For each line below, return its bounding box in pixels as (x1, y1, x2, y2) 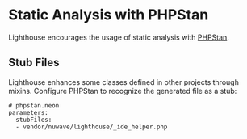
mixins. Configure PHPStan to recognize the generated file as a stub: (8, 86, 237, 95)
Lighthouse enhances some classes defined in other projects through (8, 77, 240, 86)
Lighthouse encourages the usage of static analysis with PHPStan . (8, 32, 230, 42)
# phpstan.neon (8, 101, 60, 110)
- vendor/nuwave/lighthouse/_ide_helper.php (15, 123, 168, 131)
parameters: (8, 108, 48, 116)
